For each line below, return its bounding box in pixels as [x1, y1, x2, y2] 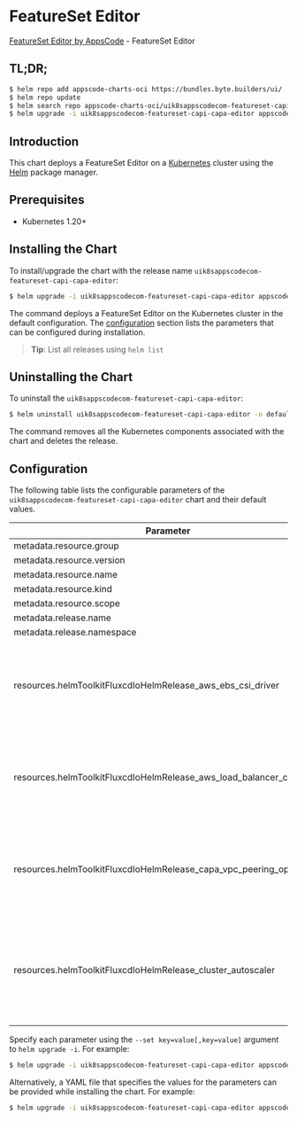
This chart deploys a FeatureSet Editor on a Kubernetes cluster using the [9, 158, 274, 168]
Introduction [9, 134, 80, 149]
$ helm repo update [9, 93, 81, 102]
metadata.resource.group [13, 540, 119, 552]
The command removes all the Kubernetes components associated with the [9, 426, 285, 437]
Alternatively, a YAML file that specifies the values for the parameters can [9, 1077, 277, 1087]
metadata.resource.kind [13, 583, 113, 596]
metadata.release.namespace [13, 627, 137, 639]
